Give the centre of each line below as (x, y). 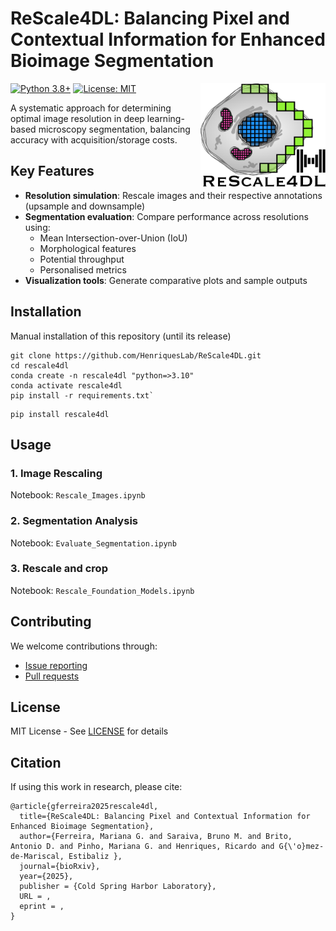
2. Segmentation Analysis (74, 521)
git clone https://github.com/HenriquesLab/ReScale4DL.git (136, 355)
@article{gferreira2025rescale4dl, (84, 807)
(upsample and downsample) (85, 206)
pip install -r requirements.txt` (82, 395)
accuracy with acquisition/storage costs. (94, 139)
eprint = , (42, 907)
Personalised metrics (83, 269)
